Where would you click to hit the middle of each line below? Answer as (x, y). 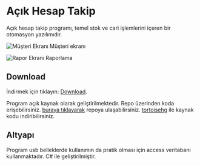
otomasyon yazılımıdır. (34, 34)
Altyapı (20, 135)
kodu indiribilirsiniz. (31, 116)
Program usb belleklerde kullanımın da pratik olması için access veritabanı (98, 150)
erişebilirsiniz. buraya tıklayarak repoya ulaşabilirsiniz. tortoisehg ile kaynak (100, 110)
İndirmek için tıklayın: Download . (47, 91)
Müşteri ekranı (68, 46)
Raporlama (59, 58)
